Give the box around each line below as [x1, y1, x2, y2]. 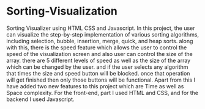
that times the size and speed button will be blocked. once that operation [6, 69, 190, 77]
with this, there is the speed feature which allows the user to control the [6, 44, 187, 51]
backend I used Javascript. [6, 96, 75, 103]
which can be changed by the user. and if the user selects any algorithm [6, 63, 188, 71]
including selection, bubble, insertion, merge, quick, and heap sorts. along [6, 37, 193, 44]
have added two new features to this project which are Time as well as [6, 82, 184, 90]
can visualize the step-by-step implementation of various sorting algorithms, [6, 30, 199, 38]
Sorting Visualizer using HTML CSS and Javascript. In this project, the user [6, 24, 195, 32]
